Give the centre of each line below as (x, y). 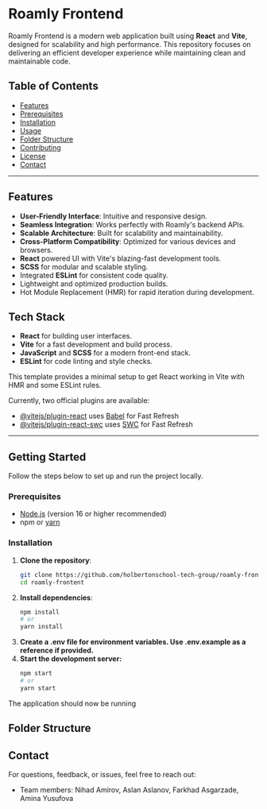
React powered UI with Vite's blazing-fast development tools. (120, 258)
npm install (39, 612)
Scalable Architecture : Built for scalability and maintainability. (122, 233)
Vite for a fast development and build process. (96, 345)
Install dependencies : (56, 598)
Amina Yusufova (46, 798)
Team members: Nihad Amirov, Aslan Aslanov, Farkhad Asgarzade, (129, 790)
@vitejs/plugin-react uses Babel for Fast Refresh (99, 416)
